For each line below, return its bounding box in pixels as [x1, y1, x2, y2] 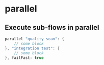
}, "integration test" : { [5, 46, 60, 51]
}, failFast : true [5, 55, 44, 60]
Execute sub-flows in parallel [5, 23, 99, 32]
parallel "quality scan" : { [5, 36, 65, 41]
